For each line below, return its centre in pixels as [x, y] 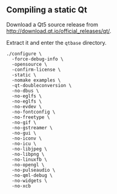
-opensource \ [29, 64]
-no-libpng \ [28, 154]
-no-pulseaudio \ [34, 170]
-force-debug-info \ [38, 59]
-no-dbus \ [25, 91]
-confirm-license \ [36, 70]
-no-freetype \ [31, 117]
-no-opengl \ [28, 165]
